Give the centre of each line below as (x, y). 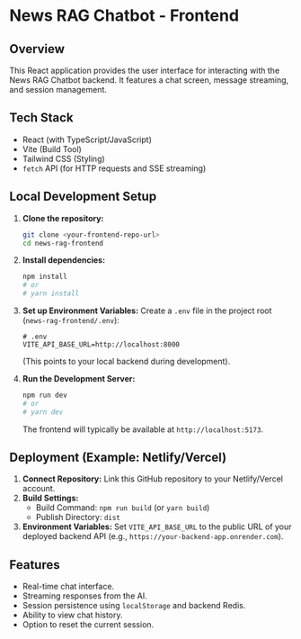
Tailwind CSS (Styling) (63, 158)
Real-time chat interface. (68, 587)
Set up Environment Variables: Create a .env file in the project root (147, 310)
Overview (37, 49)
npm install (44, 277)
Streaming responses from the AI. (84, 596)
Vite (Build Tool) (52, 148)
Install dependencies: (64, 260)
